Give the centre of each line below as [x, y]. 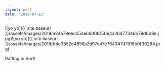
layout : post [19, 10]
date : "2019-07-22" [25, 14]
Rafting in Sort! [20, 58]
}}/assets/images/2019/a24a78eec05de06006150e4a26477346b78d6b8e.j [82, 33]
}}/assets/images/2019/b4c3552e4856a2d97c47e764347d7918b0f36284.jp [82, 44]
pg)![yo [13, 38]
